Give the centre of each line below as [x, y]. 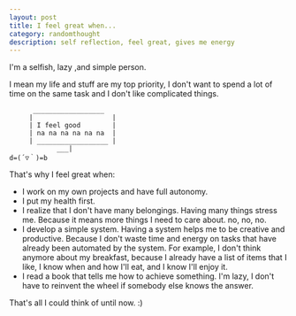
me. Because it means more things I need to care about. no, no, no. [144, 220]
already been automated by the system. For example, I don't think [141, 248]
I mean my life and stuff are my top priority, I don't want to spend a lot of [141, 84]
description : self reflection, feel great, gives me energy [122, 42]
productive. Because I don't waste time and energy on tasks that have [149, 239]
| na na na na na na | [72, 134]
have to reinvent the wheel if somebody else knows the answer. [138, 286]
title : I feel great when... [63, 26]
